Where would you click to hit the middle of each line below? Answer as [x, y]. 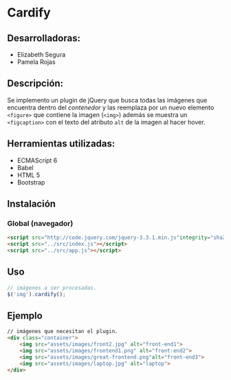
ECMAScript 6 [37, 160]
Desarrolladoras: [44, 38]
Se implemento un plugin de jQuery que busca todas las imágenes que [107, 100]
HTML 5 [29, 175]
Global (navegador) [40, 223]
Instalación [32, 204]
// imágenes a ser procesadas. [52, 288]
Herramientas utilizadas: [61, 144]
